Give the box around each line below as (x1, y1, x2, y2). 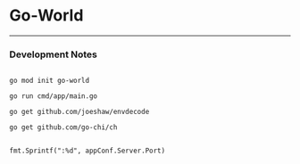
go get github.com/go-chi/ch (9, 123, 118, 132)
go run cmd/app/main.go (9, 92, 98, 101)
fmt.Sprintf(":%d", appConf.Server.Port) (9, 146, 166, 156)
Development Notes (9, 48, 98, 61)
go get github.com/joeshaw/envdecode (9, 108, 150, 117)
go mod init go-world (9, 77, 90, 86)
